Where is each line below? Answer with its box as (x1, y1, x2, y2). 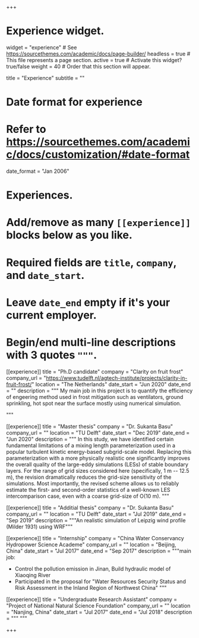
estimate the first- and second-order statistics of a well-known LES (6, 486, 170, 493)
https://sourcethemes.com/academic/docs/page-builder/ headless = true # (6, 50, 191, 57)
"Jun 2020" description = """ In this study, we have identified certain (6, 435, 174, 442)
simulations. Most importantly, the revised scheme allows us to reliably (6, 479, 179, 487)
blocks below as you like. (6, 228, 132, 242)
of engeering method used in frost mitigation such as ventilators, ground (6, 393, 184, 400)
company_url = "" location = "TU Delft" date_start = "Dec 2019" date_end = (6, 429, 190, 436)
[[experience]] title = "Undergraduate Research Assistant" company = (6, 596, 178, 603)
